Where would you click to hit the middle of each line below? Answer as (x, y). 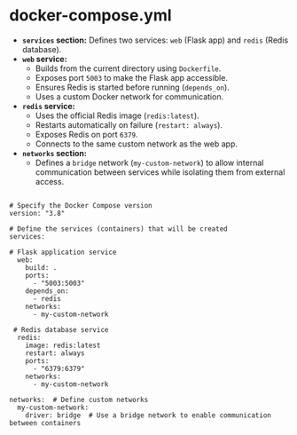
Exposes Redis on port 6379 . (87, 134)
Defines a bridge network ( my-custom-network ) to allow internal (149, 162)
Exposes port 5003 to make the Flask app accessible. (132, 77)
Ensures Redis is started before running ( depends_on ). (133, 87)
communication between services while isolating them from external (160, 172)
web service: (45, 59)
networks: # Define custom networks (79, 399)
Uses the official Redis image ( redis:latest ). (117, 115)
